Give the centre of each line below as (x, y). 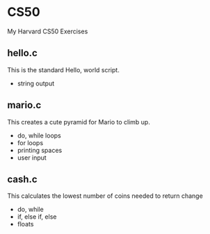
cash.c (22, 179)
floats (25, 224)
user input (32, 158)
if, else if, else (37, 217)
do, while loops (39, 135)
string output (36, 83)
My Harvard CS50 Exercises (48, 31)
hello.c (23, 53)
